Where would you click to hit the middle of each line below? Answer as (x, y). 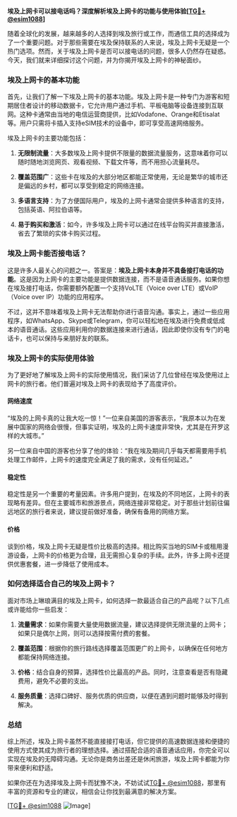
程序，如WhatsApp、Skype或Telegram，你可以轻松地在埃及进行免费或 (110, 320)
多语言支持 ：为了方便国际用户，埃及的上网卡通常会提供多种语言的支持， (122, 201)
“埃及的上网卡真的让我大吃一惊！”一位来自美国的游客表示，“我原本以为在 (114, 418)
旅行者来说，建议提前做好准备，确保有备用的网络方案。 (112, 512)
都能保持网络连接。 (45, 657)
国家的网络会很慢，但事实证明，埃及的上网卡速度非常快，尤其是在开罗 (121, 427)
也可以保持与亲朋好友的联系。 (69, 338)
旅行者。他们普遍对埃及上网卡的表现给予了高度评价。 (103, 383)
